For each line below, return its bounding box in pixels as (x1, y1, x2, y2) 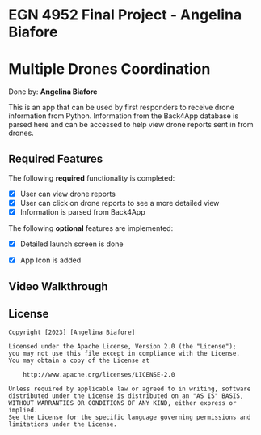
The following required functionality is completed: (8, 173, 175, 183)
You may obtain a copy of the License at (8, 356, 150, 365)
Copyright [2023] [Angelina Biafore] (8, 328, 136, 337)
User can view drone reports (19, 189, 116, 198)
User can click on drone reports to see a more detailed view (19, 198, 220, 207)
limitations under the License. (8, 420, 117, 429)
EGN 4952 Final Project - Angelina (8, 6, 242, 24)
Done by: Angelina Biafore (8, 87, 98, 96)
